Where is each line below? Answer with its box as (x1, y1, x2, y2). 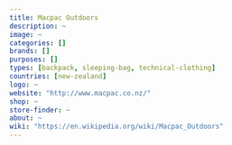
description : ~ (9, 22, 67, 31)
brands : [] (9, 47, 51, 56)
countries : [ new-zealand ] (9, 72, 107, 81)
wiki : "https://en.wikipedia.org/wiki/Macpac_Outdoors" (9, 122, 224, 131)
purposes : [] (9, 55, 59, 64)
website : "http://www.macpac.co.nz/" (9, 88, 152, 97)
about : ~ (9, 113, 42, 122)
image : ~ (9, 30, 42, 39)
